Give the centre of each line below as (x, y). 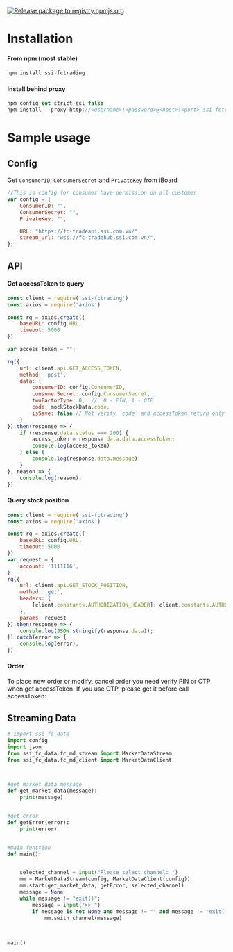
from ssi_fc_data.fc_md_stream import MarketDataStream (89, 753)
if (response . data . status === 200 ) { (74, 433)
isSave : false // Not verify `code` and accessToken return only (129, 413)
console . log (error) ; (49, 644)
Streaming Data (42, 718)
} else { (32, 452)
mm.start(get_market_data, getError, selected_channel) (102, 886)
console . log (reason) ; (51, 478)
